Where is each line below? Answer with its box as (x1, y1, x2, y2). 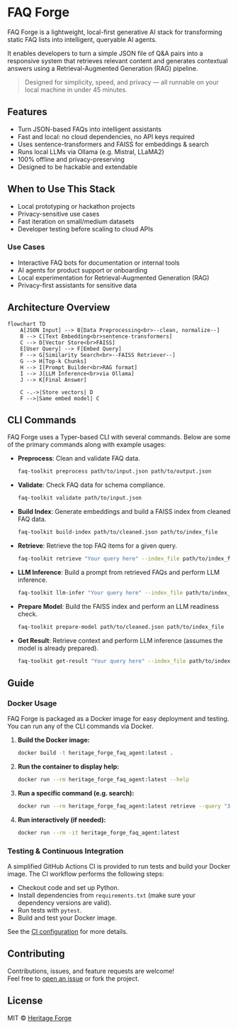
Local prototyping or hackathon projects (17, 202, 135, 210)
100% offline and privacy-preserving (17, 155, 125, 163)
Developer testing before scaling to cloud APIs (17, 224, 154, 233)
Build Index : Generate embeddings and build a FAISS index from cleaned (17, 507, 231, 516)
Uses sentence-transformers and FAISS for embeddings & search (17, 140, 209, 148)
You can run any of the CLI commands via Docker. (7, 722, 154, 731)
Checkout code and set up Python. (17, 884, 120, 892)
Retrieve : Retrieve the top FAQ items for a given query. (17, 541, 177, 550)
